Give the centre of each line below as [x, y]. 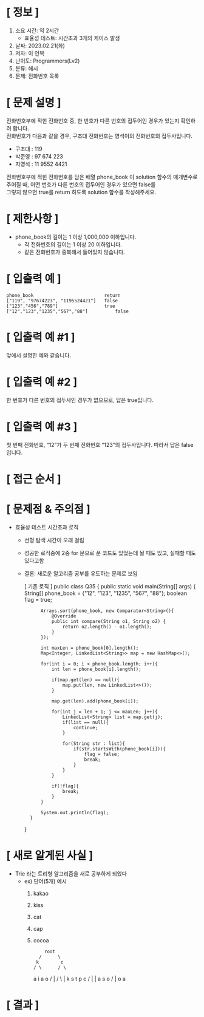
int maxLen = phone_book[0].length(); [90, 648]
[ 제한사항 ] [32, 219]
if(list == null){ [86, 722]
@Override [64, 616]
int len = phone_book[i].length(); [96, 669]
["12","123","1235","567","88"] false [68, 311]
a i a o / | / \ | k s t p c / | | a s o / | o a [80, 979]
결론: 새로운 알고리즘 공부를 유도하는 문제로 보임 [81, 573]
